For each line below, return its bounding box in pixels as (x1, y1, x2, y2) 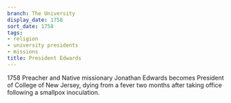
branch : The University (7, 10, 76, 17)
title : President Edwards (7, 55, 81, 62)
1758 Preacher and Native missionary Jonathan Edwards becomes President (7, 73, 224, 82)
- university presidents (7, 42, 79, 49)
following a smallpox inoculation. (7, 88, 100, 96)
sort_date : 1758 (7, 23, 54, 30)
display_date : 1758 (7, 16, 63, 23)
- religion (7, 36, 39, 43)
